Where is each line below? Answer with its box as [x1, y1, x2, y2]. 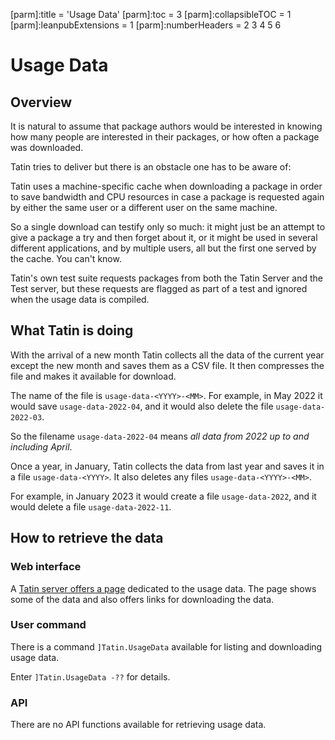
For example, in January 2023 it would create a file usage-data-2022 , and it [10, 490, 317, 502]
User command [10, 618, 87, 632]
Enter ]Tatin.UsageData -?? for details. [10, 670, 171, 683]
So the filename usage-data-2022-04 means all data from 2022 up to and [10, 430, 310, 442]
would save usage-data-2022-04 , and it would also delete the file [10, 400, 274, 412]
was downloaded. [10, 142, 84, 153]
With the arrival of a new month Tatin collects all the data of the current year [10, 349, 325, 361]
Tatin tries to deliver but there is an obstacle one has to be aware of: [10, 161, 292, 173]
